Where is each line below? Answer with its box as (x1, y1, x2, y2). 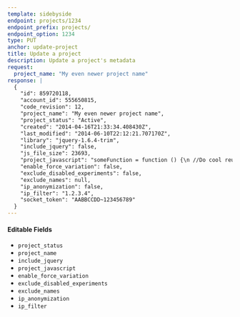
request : (7, 64, 34, 71)
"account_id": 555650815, (20, 97, 98, 104)
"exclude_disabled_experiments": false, (20, 169, 142, 177)
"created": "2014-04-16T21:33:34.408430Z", (20, 123, 152, 131)
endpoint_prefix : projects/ (7, 24, 91, 31)
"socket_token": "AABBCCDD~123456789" (20, 196, 136, 203)
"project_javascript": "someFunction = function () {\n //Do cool (20, 156, 222, 164)
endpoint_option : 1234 (7, 30, 75, 38)
